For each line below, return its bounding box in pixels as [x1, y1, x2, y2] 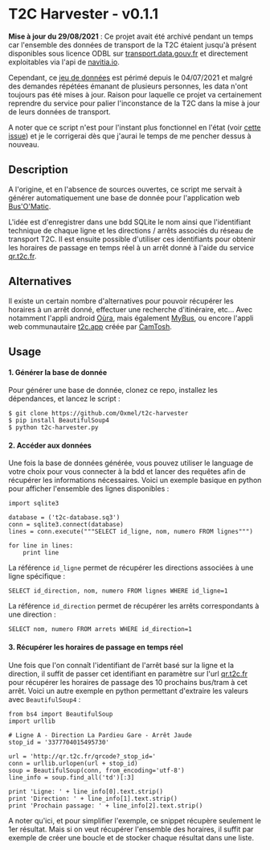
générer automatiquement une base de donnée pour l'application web [8, 192, 240, 202]
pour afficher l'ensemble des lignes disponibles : [8, 484, 170, 493]
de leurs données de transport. [8, 106, 111, 117]
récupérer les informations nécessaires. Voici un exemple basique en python [8, 476, 262, 485]
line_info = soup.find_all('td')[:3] [8, 774, 135, 782]
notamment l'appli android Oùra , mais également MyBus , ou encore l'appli [8, 313, 254, 323]
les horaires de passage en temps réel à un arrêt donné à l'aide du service [8, 242, 255, 252]
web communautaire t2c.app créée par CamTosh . [8, 321, 173, 331]
